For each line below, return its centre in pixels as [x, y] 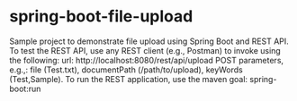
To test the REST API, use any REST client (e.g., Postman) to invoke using [145, 50]
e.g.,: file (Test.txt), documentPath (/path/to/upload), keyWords [126, 70]
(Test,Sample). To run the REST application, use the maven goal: [129, 79]
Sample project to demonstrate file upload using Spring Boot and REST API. [149, 41]
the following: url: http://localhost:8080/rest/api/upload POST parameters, [147, 60]
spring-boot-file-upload [101, 17]
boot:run [25, 88]
